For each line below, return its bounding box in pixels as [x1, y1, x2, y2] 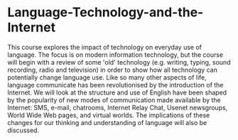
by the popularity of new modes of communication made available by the [7, 95, 222, 104]
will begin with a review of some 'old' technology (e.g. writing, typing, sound [7, 58, 231, 66]
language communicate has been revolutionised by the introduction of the [7, 80, 224, 89]
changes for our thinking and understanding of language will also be [7, 118, 207, 126]
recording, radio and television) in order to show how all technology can [7, 65, 218, 74]
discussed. [7, 126, 40, 134]
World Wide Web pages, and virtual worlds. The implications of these [7, 111, 210, 119]
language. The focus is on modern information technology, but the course [7, 50, 224, 59]
